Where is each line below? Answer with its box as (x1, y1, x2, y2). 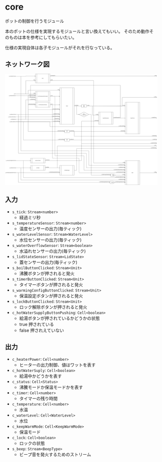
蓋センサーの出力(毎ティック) (19, 259, 77, 265)
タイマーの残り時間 (19, 395, 58, 401)
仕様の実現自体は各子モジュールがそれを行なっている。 (5, 45, 115, 50)
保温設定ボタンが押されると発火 (19, 293, 83, 299)
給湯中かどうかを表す (19, 373, 62, 379)
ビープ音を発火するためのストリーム (19, 451, 91, 457)
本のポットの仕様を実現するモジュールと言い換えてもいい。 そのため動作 (5, 28, 150, 34)
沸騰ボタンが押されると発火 (19, 270, 75, 276)
